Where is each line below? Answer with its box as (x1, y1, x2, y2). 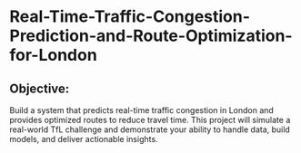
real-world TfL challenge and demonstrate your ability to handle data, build (9, 124, 291, 135)
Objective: (9, 81, 70, 96)
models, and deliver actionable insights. (9, 134, 158, 144)
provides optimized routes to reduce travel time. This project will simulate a (9, 115, 291, 125)
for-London (9, 45, 97, 65)
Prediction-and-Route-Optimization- (9, 25, 293, 46)
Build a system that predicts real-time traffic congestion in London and (9, 105, 275, 115)
